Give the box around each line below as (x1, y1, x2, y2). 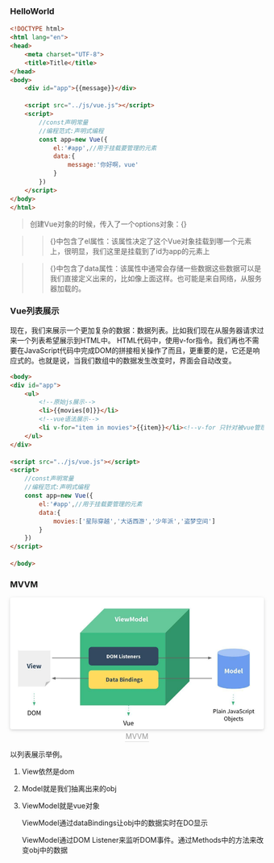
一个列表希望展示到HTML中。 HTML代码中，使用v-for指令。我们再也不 (16, 335, 253, 345)
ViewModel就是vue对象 (21, 800, 100, 811)
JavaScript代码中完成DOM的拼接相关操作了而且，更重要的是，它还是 (23, 345, 253, 355)
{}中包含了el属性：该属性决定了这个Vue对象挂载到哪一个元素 (49, 236, 252, 246)
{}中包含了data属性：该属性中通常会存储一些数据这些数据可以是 (49, 263, 262, 273)
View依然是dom (21, 766, 75, 776)
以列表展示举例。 (10, 749, 67, 759)
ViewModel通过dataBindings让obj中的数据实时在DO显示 (21, 818, 209, 828)
